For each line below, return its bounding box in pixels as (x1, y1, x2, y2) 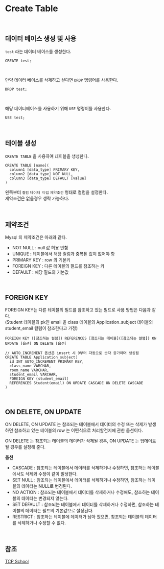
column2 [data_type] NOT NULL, (9, 171, 73, 176)
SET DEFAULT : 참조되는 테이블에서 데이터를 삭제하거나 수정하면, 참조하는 (12, 501, 154, 507)
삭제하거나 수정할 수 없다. (17, 520, 66, 525)
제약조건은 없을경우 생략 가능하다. (5, 195, 70, 201)
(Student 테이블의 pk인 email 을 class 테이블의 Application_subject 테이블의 (5, 319, 153, 325)
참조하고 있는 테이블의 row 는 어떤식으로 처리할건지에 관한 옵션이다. (14, 427, 143, 433)
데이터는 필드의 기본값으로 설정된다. (25, 508, 94, 513)
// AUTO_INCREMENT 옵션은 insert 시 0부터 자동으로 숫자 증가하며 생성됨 (5, 351, 139, 356)
